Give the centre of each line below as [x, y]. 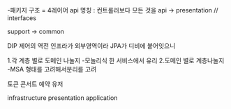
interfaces [22, 18]
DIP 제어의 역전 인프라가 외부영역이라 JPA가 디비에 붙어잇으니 [91, 46]
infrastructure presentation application [62, 98]
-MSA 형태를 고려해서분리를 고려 [52, 69]
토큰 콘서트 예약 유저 [35, 84]
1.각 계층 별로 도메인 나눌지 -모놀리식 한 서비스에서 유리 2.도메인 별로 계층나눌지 [116, 60]
